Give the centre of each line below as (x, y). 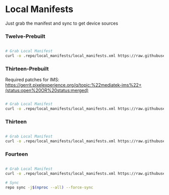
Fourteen (17, 154)
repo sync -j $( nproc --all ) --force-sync (49, 187)
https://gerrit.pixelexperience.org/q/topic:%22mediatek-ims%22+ (73, 85)
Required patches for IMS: (32, 80)
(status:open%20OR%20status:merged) (47, 90)
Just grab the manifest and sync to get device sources (62, 23)
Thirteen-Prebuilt (27, 69)
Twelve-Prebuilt (25, 36)
